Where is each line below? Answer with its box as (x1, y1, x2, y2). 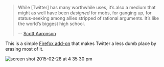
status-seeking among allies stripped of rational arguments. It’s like (17, 15, 159, 21)
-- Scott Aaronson (17, 31, 56, 36)
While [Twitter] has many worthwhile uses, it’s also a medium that (17, 5, 156, 10)
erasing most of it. (5, 46, 43, 52)
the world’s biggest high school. (17, 20, 85, 27)
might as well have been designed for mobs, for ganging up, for (17, 10, 152, 16)
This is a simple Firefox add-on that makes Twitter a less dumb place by (5, 40, 157, 47)
